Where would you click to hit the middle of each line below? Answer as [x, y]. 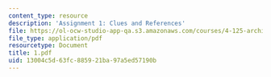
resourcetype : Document [48, 46]
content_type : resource [48, 16]
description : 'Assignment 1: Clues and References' [97, 23]
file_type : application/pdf [56, 38]
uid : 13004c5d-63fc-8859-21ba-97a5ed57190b [83, 61]
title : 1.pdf [30, 53]
